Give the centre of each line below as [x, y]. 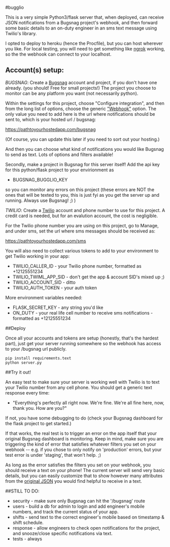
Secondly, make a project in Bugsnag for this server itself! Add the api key [82, 164]
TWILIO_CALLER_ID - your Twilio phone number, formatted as [77, 266]
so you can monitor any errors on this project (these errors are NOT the [80, 189]
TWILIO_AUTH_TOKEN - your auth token [55, 288]
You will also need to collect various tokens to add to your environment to [82, 251]
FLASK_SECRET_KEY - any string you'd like [58, 307]
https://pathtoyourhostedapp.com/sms [46, 241]
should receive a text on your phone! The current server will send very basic [85, 470]
